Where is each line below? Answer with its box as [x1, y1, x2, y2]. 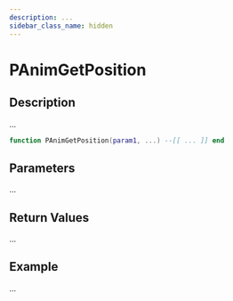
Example [9, 259, 59, 274]
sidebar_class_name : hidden [9, 21, 114, 30]
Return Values [9, 210, 90, 225]
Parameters [9, 160, 76, 175]
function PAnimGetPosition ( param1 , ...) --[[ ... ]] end [9, 135, 225, 145]
